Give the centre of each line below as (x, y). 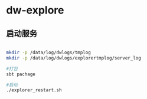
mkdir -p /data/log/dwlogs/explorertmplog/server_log (74, 58)
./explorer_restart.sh (34, 90)
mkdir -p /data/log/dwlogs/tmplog (49, 52)
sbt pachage (21, 74)
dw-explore (35, 10)
